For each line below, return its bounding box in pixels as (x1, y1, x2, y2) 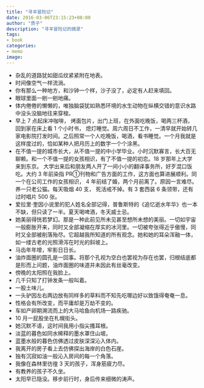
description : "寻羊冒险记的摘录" (6, 26, 84, 32)
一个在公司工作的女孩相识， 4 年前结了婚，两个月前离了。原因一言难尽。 (15, 177, 197, 185)
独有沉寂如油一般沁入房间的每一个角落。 (15, 352, 117, 359)
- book (6, 37, 23, 43)
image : (6, 54, 23, 60)
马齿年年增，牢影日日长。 (15, 246, 80, 253)
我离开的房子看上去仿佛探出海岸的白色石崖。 (15, 344, 127, 352)
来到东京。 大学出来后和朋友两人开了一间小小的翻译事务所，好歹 (15, 162, 177, 170)
